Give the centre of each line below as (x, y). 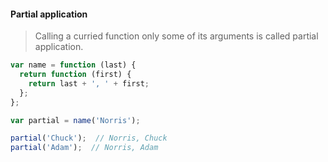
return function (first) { (75, 75)
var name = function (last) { (73, 65)
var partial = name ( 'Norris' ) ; (75, 120)
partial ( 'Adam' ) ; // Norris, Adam (84, 148)
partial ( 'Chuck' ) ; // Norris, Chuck (89, 138)
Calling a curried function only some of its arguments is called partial (176, 36)
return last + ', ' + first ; (89, 83)
